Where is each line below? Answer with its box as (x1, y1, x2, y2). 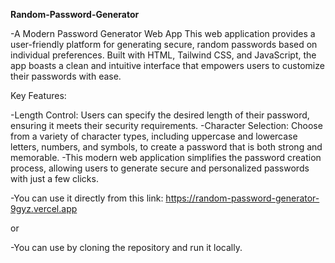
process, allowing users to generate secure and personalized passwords (10, 162, 310, 174)
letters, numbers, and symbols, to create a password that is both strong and (10, 141, 323, 153)
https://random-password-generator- (165, 192, 320, 204)
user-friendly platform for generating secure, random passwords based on (10, 39, 318, 50)
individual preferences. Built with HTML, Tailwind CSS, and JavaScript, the (10, 49, 317, 61)
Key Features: (10, 90, 67, 101)
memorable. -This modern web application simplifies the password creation (10, 152, 322, 163)
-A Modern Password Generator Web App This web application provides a (10, 28, 316, 39)
